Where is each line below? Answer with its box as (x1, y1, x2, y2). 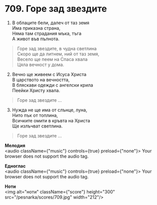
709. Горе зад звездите (5, 3, 107, 15)
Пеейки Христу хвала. (12, 87, 60, 93)
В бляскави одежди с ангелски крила (12, 82, 93, 88)
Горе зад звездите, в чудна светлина (17, 45, 97, 51)
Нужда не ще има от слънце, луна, (12, 107, 87, 113)
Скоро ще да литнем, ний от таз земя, (17, 51, 99, 57)
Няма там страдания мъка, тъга (12, 30, 82, 36)
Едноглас (5, 163, 26, 169)
